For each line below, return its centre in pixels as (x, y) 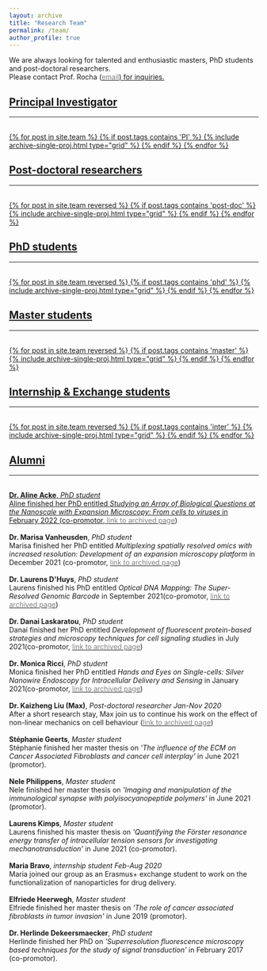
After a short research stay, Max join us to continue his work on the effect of (133, 714)
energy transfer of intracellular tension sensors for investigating (113, 840)
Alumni (27, 460)
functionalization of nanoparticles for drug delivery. (93, 883)
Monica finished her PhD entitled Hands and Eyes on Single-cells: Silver (126, 672)
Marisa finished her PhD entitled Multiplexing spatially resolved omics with (131, 546)
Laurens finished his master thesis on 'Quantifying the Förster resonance (128, 832)
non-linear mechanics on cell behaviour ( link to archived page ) (111, 723)
